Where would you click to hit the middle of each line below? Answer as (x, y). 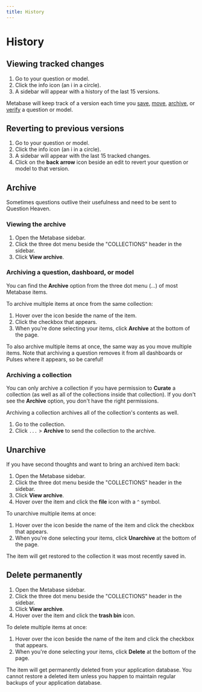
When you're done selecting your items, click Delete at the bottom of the (105, 652)
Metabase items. (27, 292)
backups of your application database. (54, 682)
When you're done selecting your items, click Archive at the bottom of (103, 328)
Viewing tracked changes (55, 64)
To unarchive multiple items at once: (51, 513)
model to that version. (42, 169)
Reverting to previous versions (65, 128)
